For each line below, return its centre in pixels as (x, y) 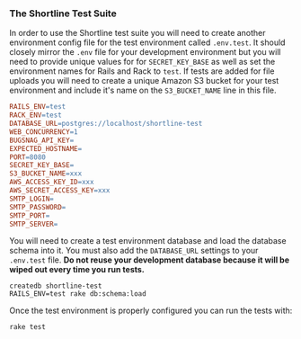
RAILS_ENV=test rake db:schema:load (78, 294)
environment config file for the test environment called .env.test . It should (147, 42)
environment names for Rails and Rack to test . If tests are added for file (142, 71)
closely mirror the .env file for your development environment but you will (145, 52)
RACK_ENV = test (36, 115)
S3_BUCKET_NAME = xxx (46, 174)
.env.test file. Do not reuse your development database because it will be (150, 260)
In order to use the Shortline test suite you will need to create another (138, 33)
